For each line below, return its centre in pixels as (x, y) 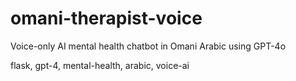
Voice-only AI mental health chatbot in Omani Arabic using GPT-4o (148, 46)
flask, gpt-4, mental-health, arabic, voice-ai (100, 65)
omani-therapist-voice (106, 18)
